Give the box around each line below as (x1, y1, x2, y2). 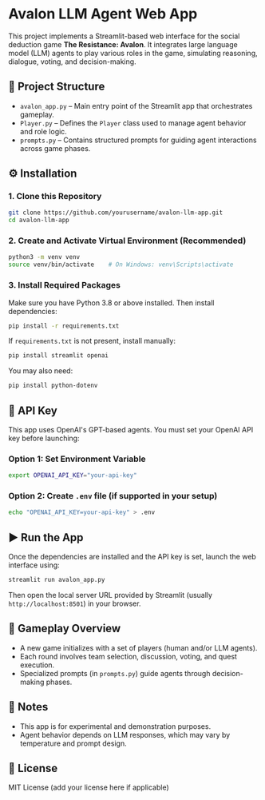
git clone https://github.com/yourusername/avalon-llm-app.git (8, 209, 223, 217)
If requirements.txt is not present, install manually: (8, 336, 176, 346)
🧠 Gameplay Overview (8, 622, 121, 635)
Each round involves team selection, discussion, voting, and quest (19, 651, 238, 661)
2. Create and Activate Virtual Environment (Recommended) (8, 235, 247, 246)
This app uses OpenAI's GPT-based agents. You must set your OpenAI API (8, 424, 254, 434)
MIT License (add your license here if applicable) (8, 782, 169, 792)
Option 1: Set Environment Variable (8, 453, 146, 464)
